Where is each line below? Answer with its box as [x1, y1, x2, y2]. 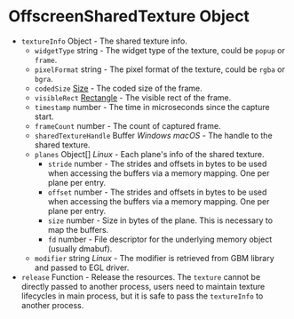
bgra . [34, 73, 54, 84]
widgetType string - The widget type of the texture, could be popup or [34, 44, 285, 55]
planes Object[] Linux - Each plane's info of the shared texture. [34, 148, 265, 159]
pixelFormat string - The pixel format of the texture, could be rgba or [34, 64, 285, 75]
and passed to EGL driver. [34, 262, 130, 273]
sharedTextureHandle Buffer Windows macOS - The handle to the [34, 130, 273, 140]
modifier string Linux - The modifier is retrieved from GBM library [34, 252, 274, 263]
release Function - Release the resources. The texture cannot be [20, 271, 261, 282]
